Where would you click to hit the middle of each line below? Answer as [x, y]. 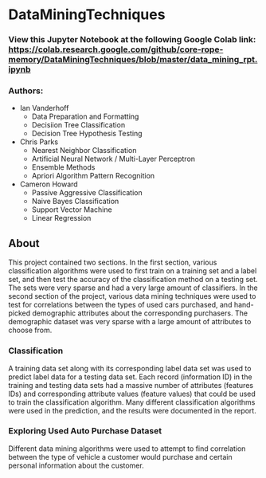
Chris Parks [39, 142]
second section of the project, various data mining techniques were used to [132, 296]
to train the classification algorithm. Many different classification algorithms [132, 402]
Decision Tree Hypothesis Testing [87, 134]
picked [20, 313]
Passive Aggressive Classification [87, 193]
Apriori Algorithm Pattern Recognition [93, 176]
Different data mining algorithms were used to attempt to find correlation [127, 449]
